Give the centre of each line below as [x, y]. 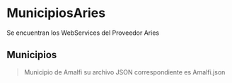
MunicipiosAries [56, 13]
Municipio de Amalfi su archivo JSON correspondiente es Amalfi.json [124, 72]
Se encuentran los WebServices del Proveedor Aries [83, 33]
